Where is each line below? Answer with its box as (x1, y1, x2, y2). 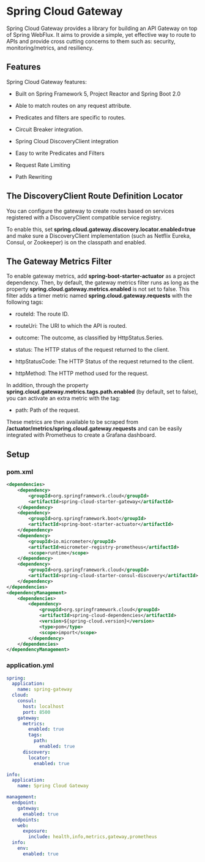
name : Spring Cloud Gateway (17, 783, 89, 789)
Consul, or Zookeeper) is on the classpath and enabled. (6, 238, 147, 246)
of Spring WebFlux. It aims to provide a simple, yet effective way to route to (6, 31, 196, 38)
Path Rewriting (15, 173, 53, 180)
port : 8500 (22, 709, 51, 715)
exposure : (22, 828, 48, 834)
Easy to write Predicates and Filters (15, 149, 105, 157)
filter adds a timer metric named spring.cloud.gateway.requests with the (6, 292, 193, 300)
